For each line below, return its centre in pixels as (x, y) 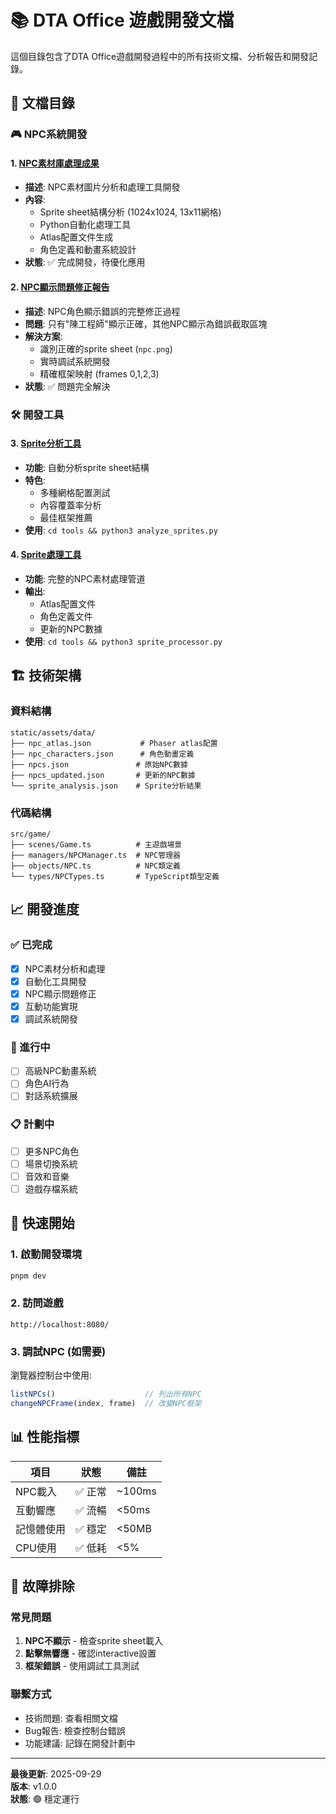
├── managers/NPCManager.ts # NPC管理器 (95, 855)
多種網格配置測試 (75, 492)
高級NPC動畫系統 (60, 1071)
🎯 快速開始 (42, 1223)
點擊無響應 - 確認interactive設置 (90, 1653)
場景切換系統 (51, 1163)
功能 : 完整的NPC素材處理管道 (85, 578)
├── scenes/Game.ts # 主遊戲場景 (96, 844)
